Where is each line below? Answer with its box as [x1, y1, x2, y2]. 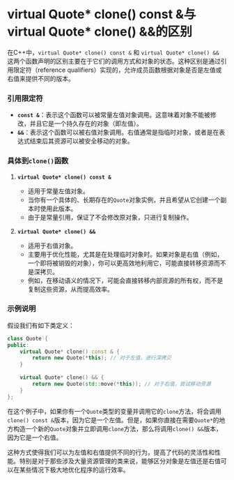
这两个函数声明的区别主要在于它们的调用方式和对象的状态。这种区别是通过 [7, 57, 221, 65]
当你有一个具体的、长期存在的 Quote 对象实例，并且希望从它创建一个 [27, 195, 221, 204]
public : [7, 341, 30, 349]
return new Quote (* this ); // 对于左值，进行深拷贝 [32, 354, 172, 361]
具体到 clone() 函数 [7, 156, 69, 166]
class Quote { [7, 335, 49, 342]
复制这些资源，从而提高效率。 [27, 285, 114, 293]
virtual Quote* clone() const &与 [7, 6, 196, 22]
